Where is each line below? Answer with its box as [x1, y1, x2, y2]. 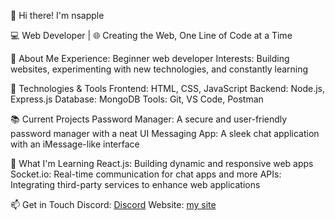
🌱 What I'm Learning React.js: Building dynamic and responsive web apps [10, 158, 314, 169]
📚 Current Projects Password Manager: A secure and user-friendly [10, 113, 288, 125]
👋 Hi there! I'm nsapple [10, 10, 105, 21]
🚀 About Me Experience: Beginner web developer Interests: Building [10, 53, 290, 64]
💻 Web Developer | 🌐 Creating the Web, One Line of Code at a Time [10, 30, 293, 41]
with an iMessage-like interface [10, 138, 140, 150]
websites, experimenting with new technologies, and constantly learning [10, 63, 309, 75]
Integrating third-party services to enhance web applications [10, 179, 261, 190]
